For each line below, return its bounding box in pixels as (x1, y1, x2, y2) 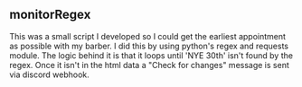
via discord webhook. (9, 69, 90, 80)
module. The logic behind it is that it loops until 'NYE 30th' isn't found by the (9, 49, 294, 61)
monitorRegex (9, 7, 91, 22)
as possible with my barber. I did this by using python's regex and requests (9, 40, 289, 51)
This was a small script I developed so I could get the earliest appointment (9, 30, 287, 41)
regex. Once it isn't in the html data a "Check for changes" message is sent (9, 59, 289, 70)
